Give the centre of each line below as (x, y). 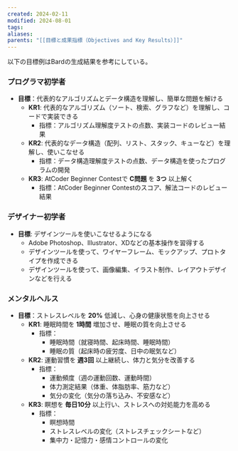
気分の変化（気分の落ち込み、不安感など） (112, 395)
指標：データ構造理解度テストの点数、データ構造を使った (123, 161)
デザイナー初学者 (37, 217)
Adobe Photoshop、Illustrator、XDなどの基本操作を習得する (116, 242)
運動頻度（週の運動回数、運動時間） (103, 378)
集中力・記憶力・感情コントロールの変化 (109, 440)
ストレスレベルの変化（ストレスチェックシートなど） (128, 431)
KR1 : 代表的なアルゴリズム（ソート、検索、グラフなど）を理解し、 (126, 108)
